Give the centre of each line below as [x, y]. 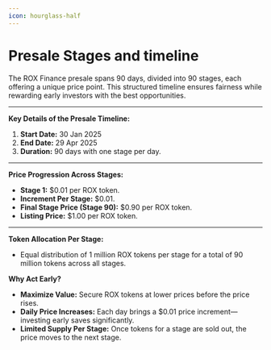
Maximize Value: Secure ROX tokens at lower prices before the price [135, 294]
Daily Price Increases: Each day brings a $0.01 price [108, 311]
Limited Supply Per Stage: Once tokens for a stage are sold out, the [133, 328]
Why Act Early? [35, 278]
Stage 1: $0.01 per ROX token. [70, 190]
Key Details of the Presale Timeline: [69, 119]
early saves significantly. [93, 320]
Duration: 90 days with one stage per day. [90, 151]
